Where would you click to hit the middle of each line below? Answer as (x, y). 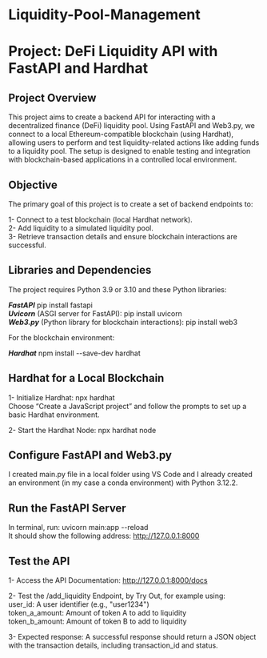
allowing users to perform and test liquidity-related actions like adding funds (134, 142)
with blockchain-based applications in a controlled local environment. (123, 160)
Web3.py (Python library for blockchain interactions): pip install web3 (123, 322)
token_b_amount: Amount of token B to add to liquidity (98, 621)
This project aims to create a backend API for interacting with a (112, 117)
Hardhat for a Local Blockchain (86, 378)
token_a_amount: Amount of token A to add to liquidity (98, 613)
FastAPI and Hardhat (78, 68)
